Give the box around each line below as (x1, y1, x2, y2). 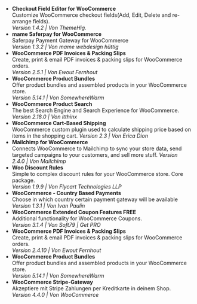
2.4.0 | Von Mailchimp (11, 158, 67, 165)
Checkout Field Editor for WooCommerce (11, 5, 116, 12)
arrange (11, 18, 32, 25)
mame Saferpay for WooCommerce (11, 31, 102, 38)
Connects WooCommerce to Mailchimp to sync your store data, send (11, 145, 182, 152)
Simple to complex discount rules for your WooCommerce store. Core (11, 171, 183, 177)
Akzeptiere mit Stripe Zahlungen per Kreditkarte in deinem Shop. (11, 285, 171, 292)
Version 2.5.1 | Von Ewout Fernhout (11, 69, 98, 75)
